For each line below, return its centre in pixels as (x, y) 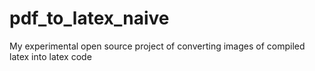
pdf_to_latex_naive (89, 18)
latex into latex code (50, 56)
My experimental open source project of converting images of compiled (157, 46)
